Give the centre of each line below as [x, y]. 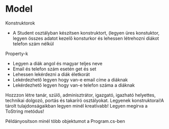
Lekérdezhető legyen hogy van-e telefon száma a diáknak [74, 85]
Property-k [17, 54]
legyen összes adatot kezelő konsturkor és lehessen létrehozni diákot [86, 38]
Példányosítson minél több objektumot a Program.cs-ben [65, 121]
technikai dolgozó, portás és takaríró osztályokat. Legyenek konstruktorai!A [85, 100]
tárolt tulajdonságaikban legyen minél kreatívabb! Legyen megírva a [77, 106]
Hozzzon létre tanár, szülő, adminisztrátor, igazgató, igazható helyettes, [80, 95]
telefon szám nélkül [33, 43]
